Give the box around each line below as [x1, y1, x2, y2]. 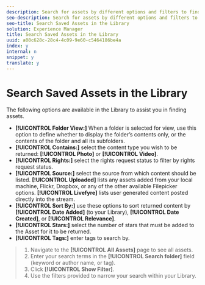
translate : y [6, 60, 40, 66]
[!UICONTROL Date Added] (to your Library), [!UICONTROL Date [15, 208, 179, 216]
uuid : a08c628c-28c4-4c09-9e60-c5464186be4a [6, 37, 121, 43]
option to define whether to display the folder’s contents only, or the [15, 131, 186, 138]
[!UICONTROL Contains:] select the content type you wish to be [15, 144, 178, 151]
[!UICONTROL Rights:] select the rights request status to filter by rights [15, 157, 195, 164]
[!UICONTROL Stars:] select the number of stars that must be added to [15, 222, 195, 229]
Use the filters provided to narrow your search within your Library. [30, 272, 196, 280]
